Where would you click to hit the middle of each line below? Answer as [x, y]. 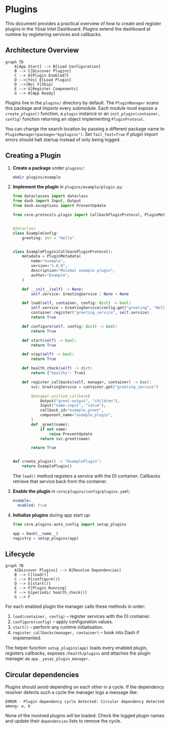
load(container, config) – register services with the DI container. [81, 616]
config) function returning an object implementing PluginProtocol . [75, 119]
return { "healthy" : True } [58, 373]
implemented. [27, 638]
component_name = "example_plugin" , [76, 415]
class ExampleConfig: [35, 233]
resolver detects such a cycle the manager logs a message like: [72, 692]
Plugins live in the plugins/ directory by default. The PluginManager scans [82, 102]
